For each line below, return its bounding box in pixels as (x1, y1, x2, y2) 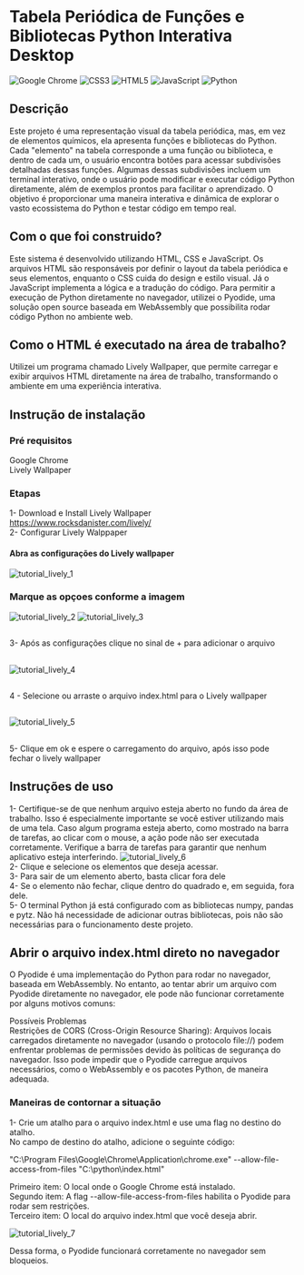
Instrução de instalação (9, 407, 146, 422)
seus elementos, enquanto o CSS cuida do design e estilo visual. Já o (9, 272, 270, 283)
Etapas (9, 487, 41, 499)
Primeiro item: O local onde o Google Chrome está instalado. (9, 1181, 236, 1191)
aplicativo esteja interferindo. (9, 851, 119, 862)
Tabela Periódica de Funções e (9, 6, 245, 27)
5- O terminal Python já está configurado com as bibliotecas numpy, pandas (9, 899, 294, 910)
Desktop (9, 45, 74, 65)
